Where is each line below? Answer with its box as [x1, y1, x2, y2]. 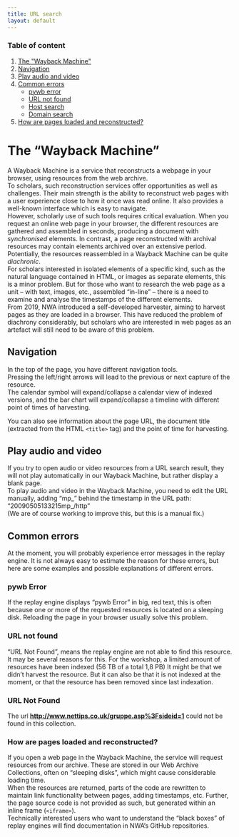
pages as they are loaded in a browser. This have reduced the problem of [7, 310, 223, 318]
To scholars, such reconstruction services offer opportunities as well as [7, 181, 218, 190]
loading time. [7, 776, 46, 785]
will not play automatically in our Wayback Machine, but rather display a [7, 472, 219, 480]
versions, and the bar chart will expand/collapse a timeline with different [7, 395, 220, 404]
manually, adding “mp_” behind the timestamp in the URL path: [7, 494, 191, 503]
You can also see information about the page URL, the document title [7, 417, 210, 425]
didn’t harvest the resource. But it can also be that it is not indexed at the [7, 670, 221, 679]
